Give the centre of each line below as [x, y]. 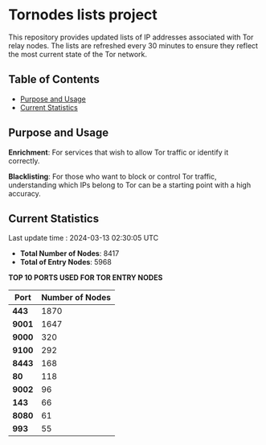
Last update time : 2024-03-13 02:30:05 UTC [84, 238]
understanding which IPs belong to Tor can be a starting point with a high [130, 185]
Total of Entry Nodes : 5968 [66, 262]
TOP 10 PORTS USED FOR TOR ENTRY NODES [86, 278]
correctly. [24, 161]
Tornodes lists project [83, 15]
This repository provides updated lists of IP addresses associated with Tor [131, 37]
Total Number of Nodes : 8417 [70, 253]
